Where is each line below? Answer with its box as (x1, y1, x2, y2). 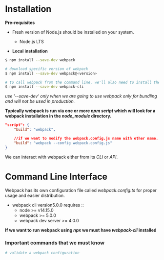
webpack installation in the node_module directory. (5, 113, 112, 119)
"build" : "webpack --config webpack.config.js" (14, 141, 112, 145)
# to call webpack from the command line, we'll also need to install (5, 80, 152, 85)
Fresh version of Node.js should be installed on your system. (12, 29, 134, 35)
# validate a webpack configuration (5, 250, 80, 255)
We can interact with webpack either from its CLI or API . (5, 154, 118, 160)
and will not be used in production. (5, 98, 75, 104)
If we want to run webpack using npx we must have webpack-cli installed (5, 227, 157, 233)
